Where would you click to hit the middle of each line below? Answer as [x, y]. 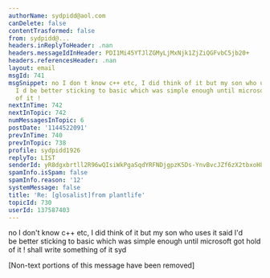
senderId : [25, 166]
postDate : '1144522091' [48, 128]
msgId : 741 [27, 76]
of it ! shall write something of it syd [67, 250]
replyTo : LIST [32, 157]
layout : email [32, 68]
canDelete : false [37, 23]
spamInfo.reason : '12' [46, 180]
